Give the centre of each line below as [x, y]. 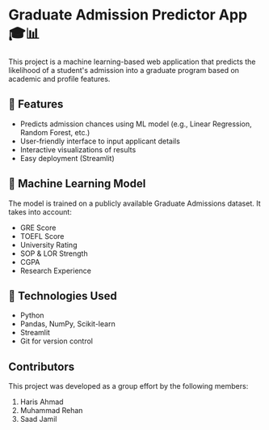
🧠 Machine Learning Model [77, 184]
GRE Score [38, 228]
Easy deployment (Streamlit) [67, 158]
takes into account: [40, 211]
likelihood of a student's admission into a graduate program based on [124, 70]
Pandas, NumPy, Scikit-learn [67, 324]
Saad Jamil [38, 419]
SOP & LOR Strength [54, 253]
